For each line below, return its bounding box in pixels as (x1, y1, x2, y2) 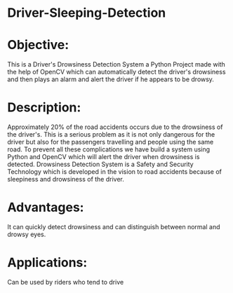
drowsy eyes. (7, 230, 46, 238)
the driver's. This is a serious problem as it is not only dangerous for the (7, 130, 215, 139)
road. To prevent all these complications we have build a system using (7, 145, 211, 154)
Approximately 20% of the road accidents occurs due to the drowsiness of (7, 123, 223, 131)
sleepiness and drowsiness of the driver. (7, 175, 125, 184)
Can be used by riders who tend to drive (7, 278, 124, 286)
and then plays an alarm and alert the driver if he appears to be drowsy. (7, 75, 214, 83)
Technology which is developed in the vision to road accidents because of (7, 168, 222, 176)
